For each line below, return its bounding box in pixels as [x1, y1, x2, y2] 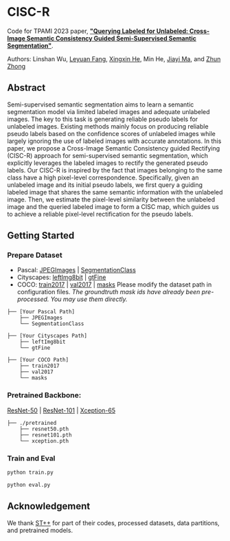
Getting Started [7, 230, 75, 241]
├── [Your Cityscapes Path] [7, 333, 88, 340]
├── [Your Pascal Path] [7, 309, 76, 316]
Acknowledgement [7, 500, 91, 512]
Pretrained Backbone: [7, 390, 82, 400]
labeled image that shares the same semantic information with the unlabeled [7, 188, 223, 196]
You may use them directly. [50, 295, 128, 303]
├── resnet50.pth [19, 426, 69, 432]
